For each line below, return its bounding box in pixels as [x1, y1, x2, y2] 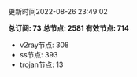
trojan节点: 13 [19, 60, 64, 69]
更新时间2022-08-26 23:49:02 [8, 7, 108, 16]
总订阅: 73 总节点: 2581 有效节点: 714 [8, 24, 130, 33]
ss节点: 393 [19, 50, 58, 59]
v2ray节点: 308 [19, 40, 69, 49]
